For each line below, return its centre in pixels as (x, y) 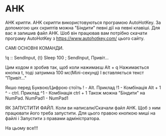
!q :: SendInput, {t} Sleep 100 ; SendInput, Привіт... (57, 57)
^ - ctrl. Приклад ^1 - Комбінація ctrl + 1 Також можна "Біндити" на (75, 93)
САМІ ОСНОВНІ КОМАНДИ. (34, 48)
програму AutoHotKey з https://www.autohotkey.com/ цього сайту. (75, 38)
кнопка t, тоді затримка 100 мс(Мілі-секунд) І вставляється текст (75, 72)
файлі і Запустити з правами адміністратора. (53, 118)
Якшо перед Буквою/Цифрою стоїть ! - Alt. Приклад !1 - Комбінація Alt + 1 (83, 87)
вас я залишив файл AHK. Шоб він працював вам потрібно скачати (76, 33)
